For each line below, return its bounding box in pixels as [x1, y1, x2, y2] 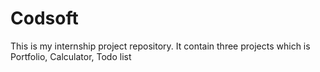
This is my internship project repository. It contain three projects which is [10, 40, 311, 52]
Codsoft [10, 7, 79, 30]
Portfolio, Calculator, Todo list [10, 50, 132, 62]
